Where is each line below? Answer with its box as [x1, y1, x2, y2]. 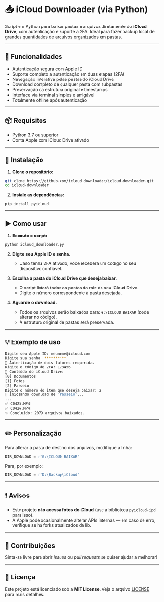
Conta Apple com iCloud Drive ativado [12, 137, 89, 143]
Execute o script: [12, 233, 48, 238]
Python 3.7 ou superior [12, 132, 59, 138]
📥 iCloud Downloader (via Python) [5, 4, 148, 15]
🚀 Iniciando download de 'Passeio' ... [5, 392, 84, 397]
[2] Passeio [5, 383, 29, 388]
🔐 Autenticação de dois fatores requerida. [5, 360, 95, 366]
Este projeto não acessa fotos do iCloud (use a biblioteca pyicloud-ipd [12, 507, 156, 513]
